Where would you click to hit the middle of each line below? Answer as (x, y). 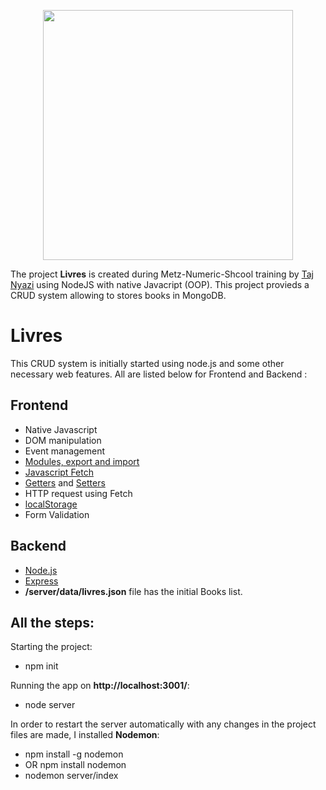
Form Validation (57, 514)
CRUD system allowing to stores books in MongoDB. (118, 295)
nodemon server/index (71, 776)
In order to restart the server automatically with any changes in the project (163, 724)
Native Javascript (61, 429)
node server (50, 705)
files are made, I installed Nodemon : (85, 735)
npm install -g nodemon (74, 754)
